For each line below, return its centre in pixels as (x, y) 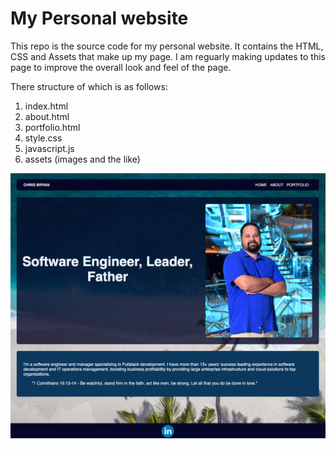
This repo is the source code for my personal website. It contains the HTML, (167, 46)
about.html (47, 116)
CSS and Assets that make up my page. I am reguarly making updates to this (168, 56)
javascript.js (49, 148)
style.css (43, 138)
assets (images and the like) (82, 159)
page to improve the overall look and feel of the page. (121, 67)
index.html (46, 106)
